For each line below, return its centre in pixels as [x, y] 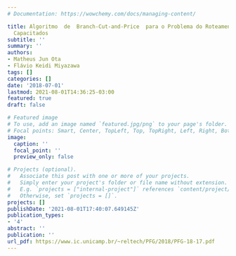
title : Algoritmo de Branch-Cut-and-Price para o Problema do [105, 26]
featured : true [29, 98]
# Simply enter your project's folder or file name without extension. [118, 183]
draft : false [26, 105]
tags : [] [20, 72]
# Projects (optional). [42, 169]
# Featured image [33, 118]
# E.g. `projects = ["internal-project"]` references [91, 189]
